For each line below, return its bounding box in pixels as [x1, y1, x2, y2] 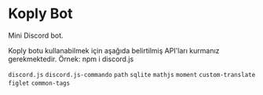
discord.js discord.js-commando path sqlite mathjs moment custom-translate [8, 71, 256, 79]
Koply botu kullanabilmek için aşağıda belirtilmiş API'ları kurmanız [8, 46, 220, 55]
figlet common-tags [8, 79, 71, 87]
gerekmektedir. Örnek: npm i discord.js [8, 54, 134, 64]
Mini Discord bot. [8, 31, 64, 40]
